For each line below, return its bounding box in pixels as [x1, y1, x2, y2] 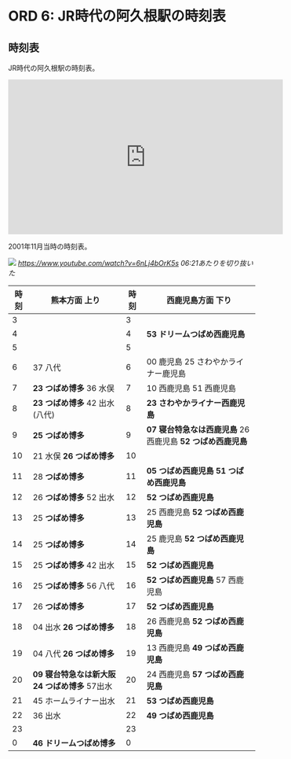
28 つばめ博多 [32, 471, 85, 482]
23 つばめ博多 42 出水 [32, 398, 115, 408]
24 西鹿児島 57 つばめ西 [146, 669, 237, 680]
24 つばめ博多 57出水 [32, 681, 113, 691]
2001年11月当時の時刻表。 [8, 241, 92, 251]
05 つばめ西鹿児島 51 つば [146, 466, 245, 476]
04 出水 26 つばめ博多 [32, 622, 115, 632]
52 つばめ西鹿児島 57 [146, 575, 227, 585]
